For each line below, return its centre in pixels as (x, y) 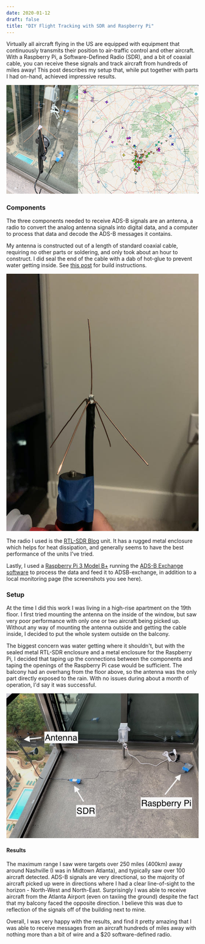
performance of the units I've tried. (50, 554)
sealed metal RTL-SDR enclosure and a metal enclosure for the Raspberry (99, 652)
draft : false (23, 19)
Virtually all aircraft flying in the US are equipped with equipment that (93, 44)
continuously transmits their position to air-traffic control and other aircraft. (101, 51)
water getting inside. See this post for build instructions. (77, 265)
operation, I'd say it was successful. (52, 685)
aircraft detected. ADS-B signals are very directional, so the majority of (95, 877)
